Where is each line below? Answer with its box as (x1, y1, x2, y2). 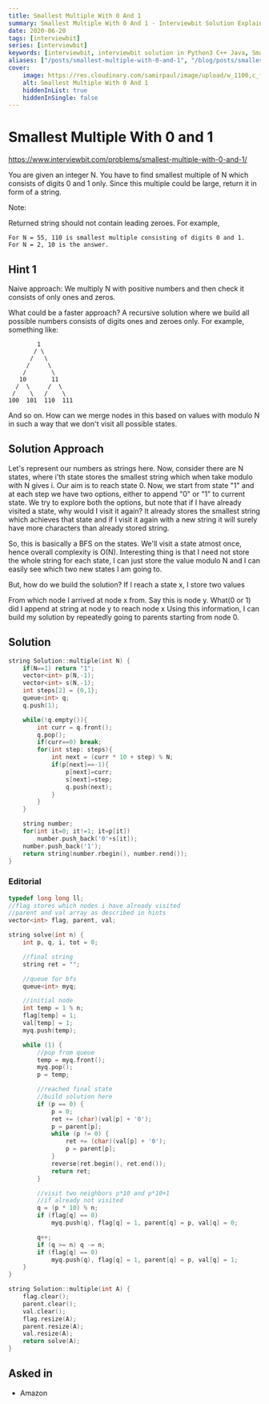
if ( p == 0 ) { (37, 1099, 84, 1108)
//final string (22, 953, 74, 961)
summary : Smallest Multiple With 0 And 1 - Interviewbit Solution (8, 19, 235, 27)
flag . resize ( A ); (22, 1315, 78, 1323)
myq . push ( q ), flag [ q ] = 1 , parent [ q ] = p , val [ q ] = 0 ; (50, 1219, 239, 1227)
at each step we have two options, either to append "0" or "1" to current (8, 489, 246, 498)
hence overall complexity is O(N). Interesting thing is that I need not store (8, 547, 250, 557)
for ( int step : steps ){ (37, 746, 113, 754)
